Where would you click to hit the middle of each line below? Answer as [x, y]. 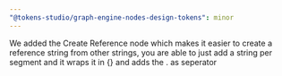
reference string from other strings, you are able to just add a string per [141, 52]
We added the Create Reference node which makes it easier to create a [141, 43]
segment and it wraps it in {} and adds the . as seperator [113, 62]
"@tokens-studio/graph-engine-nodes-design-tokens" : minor [122, 17]
